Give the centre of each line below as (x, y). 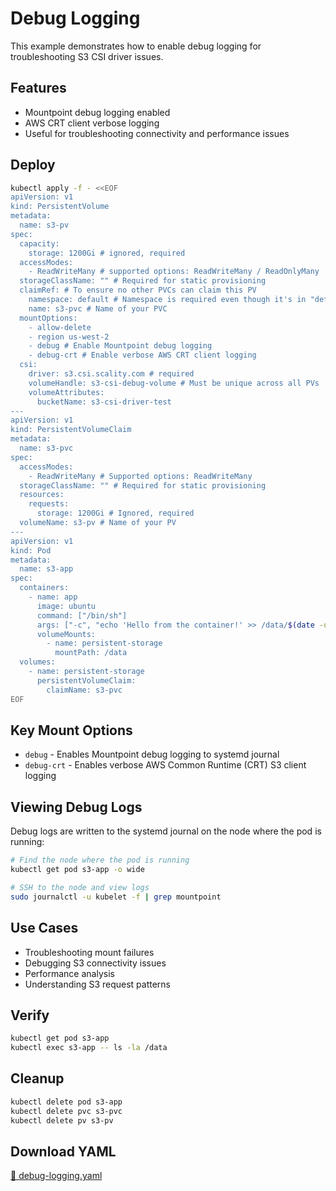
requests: (49, 504)
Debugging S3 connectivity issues (95, 963)
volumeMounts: (66, 634)
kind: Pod (31, 550)
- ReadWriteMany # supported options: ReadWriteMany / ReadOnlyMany (174, 272)
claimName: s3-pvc (84, 690)
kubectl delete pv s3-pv (62, 1120)
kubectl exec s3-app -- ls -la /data (89, 1048)
